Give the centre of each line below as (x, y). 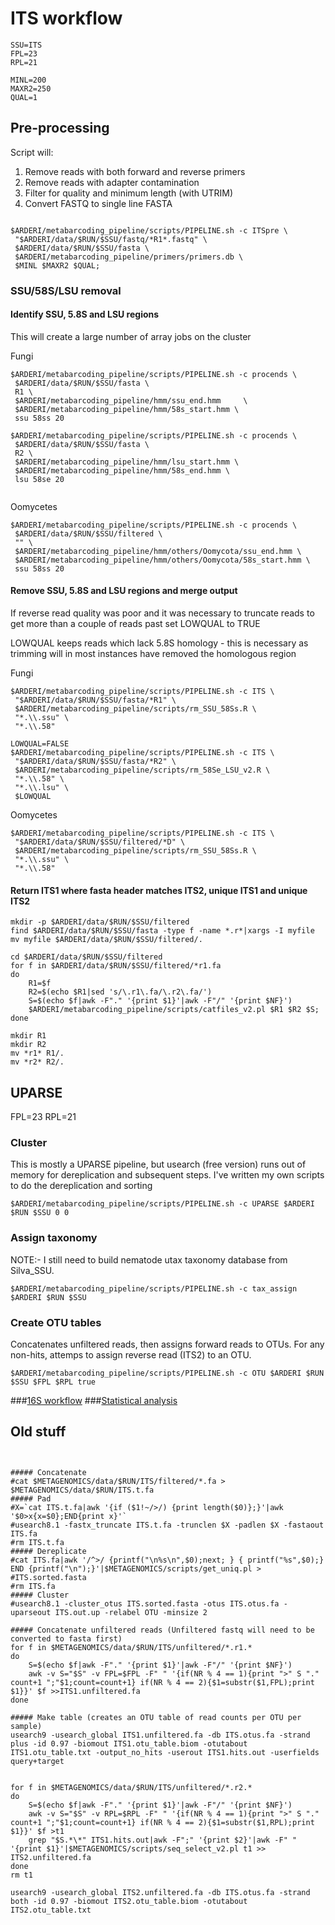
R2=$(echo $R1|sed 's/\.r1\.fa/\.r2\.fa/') (120, 992)
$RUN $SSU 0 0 (40, 1213)
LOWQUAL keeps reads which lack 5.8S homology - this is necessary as (159, 643)
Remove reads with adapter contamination (112, 182)
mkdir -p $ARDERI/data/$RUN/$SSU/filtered (100, 922)
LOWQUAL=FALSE (40, 744)
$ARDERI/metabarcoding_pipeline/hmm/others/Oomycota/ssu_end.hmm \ (158, 551)
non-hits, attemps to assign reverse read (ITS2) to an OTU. (131, 1354)
